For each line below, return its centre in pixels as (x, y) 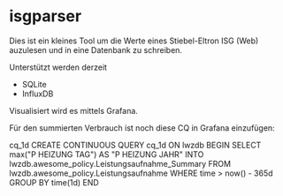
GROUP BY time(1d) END (54, 182)
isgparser (46, 16)
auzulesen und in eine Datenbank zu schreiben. (96, 49)
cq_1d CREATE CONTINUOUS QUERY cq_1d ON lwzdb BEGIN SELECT (135, 145)
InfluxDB (38, 94)
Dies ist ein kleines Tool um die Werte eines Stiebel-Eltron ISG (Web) (134, 41)
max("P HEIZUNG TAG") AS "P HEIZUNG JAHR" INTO (107, 154)
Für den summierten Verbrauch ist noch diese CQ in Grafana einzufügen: (142, 128)
